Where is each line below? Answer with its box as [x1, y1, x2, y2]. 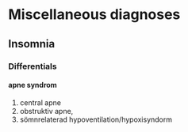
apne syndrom [8, 81, 57, 90]
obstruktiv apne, [19, 106, 74, 115]
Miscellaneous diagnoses [8, 6, 181, 24]
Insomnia [8, 37, 56, 51]
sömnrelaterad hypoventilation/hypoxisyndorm [19, 115, 173, 124]
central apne [19, 97, 62, 107]
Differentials [8, 61, 57, 72]
